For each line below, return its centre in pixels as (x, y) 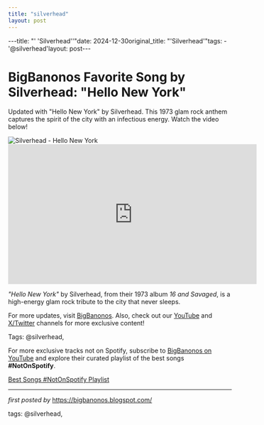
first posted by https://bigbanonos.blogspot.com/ (80, 400)
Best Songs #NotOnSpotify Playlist (59, 380)
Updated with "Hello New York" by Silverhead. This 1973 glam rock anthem (118, 112)
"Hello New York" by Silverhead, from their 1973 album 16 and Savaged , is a (119, 294)
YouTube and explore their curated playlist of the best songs (96, 358)
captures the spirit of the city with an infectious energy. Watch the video (114, 119)
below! (18, 127)
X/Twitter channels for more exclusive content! (76, 323)
